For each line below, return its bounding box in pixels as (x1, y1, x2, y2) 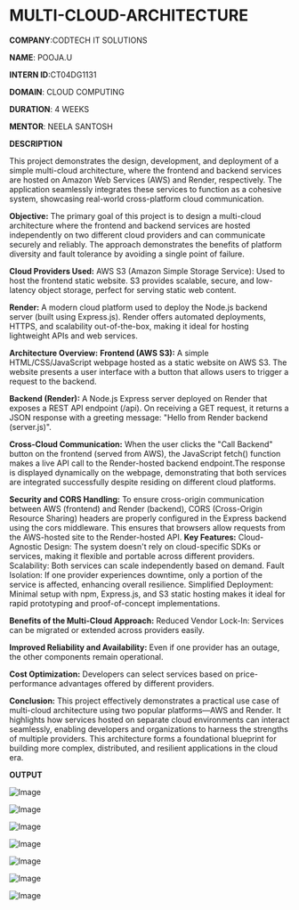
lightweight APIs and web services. (9, 330, 138, 341)
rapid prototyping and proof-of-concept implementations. (9, 597, 221, 608)
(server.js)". (9, 421, 52, 432)
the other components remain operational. (9, 651, 164, 662)
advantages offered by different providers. (59, 678, 215, 688)
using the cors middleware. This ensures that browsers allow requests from (9, 522, 287, 532)
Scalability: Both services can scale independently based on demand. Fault (9, 560, 285, 571)
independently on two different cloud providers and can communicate (9, 229, 265, 240)
